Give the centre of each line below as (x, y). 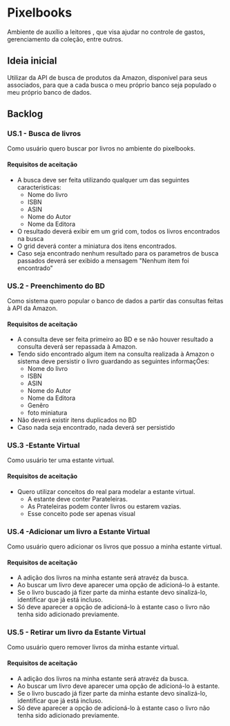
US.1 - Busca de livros (44, 134)
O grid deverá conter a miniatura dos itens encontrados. (97, 246)
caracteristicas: (39, 187)
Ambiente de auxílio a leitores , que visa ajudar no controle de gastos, (106, 32)
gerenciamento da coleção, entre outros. (65, 39)
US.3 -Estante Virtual (44, 446)
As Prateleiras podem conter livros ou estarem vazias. (104, 506)
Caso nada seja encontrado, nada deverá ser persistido (96, 428)
